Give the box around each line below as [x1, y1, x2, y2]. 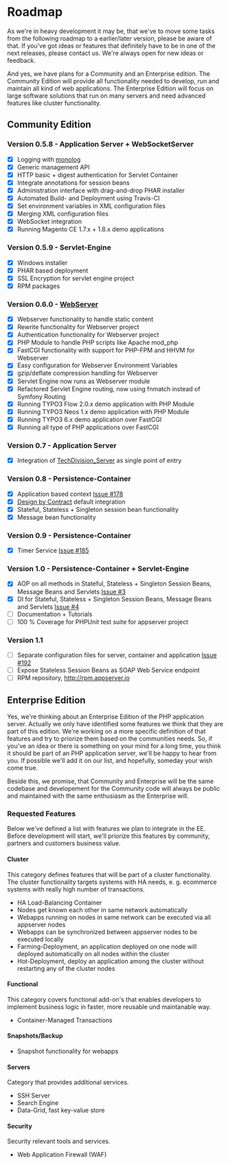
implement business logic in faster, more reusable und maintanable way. [7, 1002, 211, 1011]
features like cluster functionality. [7, 99, 102, 107]
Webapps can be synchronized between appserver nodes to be [16, 927, 198, 936]
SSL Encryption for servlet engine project [16, 274, 135, 282]
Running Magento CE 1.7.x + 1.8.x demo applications [16, 225, 165, 234]
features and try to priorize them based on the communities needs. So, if [7, 734, 213, 743]
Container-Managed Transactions [16, 1015, 113, 1024]
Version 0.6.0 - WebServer [7, 299, 98, 309]
